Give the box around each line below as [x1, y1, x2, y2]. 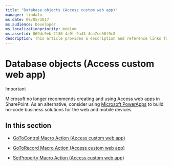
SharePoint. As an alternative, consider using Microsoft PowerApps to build [5, 101, 164, 107]
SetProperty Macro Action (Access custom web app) [12, 154, 124, 161]
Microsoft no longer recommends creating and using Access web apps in [5, 96, 160, 102]
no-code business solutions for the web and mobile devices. [5, 106, 133, 112]
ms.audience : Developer [5, 21, 56, 27]
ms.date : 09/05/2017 [5, 17, 50, 22]
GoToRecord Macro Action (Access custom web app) [12, 145, 125, 151]
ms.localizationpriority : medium [5, 27, 77, 32]
